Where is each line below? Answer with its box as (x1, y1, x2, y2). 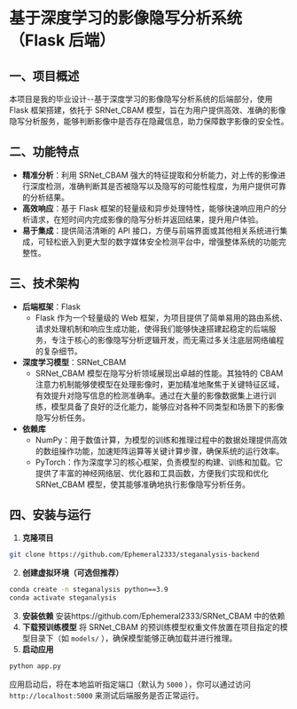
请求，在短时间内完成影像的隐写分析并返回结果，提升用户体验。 (29, 214, 263, 225)
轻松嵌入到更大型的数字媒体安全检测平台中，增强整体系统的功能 (45, 236, 279, 247)
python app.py (9, 662, 62, 671)
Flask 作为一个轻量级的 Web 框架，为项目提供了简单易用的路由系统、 (35, 312, 288, 323)
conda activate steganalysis (9, 593, 117, 602)
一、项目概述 (9, 68, 80, 84)
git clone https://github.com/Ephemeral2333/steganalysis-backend (9, 550, 260, 560)
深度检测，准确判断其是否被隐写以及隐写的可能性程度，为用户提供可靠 (29, 180, 286, 191)
